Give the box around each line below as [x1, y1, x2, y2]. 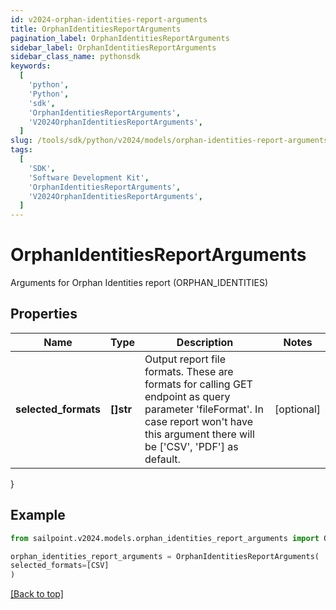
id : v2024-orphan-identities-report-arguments [10, 14, 208, 25]
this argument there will [144, 427, 255, 441]
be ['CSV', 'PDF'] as [144, 439, 239, 453]
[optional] [274, 402, 321, 416]
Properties [10, 306, 78, 323]
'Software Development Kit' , [28, 172, 150, 183]
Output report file [144, 352, 226, 366]
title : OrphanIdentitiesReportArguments [10, 24, 182, 34]
